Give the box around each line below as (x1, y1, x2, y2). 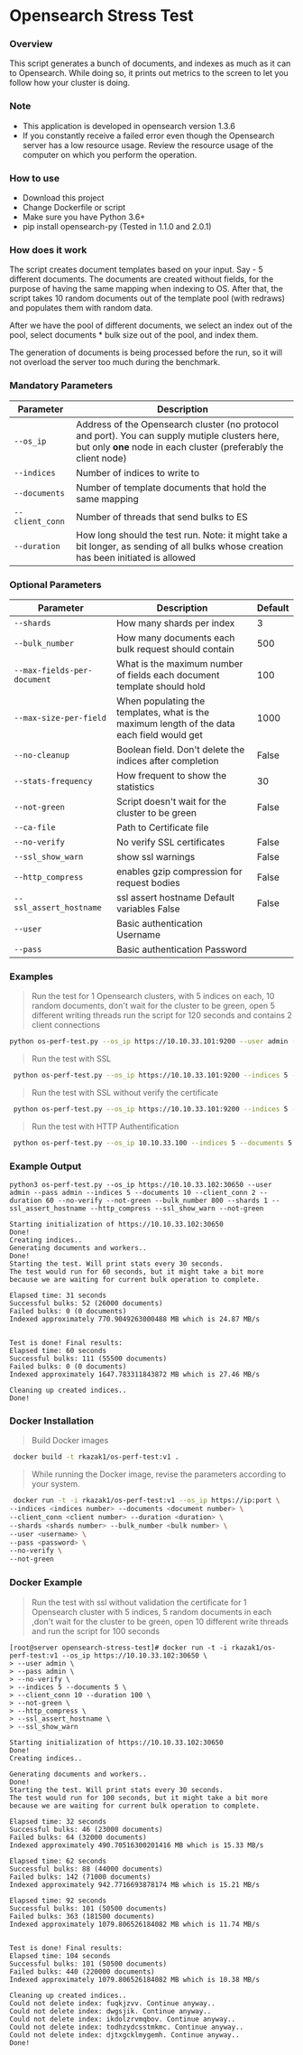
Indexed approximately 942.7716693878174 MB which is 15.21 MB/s (9, 1880, 260, 1889)
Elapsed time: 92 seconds (9, 1896, 106, 1905)
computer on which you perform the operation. (22, 149, 197, 160)
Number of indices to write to (76, 466, 200, 479)
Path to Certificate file (115, 821, 209, 834)
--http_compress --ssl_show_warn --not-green (89, 1204, 264, 1213)
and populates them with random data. (9, 303, 153, 313)
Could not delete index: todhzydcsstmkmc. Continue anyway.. (9, 2022, 244, 2032)
